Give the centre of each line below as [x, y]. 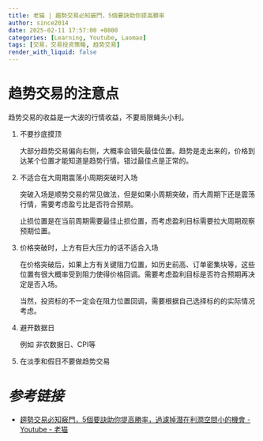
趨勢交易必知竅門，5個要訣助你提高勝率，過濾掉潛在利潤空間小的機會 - [135, 419]
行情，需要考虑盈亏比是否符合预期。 [79, 204]
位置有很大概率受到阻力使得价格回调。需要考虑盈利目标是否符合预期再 [134, 274]
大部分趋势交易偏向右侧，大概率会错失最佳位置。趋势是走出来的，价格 [134, 150]
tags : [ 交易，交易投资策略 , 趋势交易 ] [64, 45]
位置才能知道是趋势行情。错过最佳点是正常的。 [117, 160]
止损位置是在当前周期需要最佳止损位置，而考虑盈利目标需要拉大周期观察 [137, 220]
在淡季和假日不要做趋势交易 [65, 361]
